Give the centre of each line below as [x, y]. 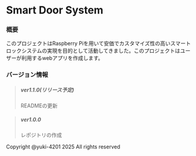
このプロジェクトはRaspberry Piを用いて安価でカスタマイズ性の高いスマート [99, 43]
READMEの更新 [39, 106]
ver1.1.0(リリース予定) [47, 90]
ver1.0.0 [31, 119]
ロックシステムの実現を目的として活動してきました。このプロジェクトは [93, 51]
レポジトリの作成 [41, 135]
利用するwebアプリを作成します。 [62, 58]
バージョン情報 [27, 75]
